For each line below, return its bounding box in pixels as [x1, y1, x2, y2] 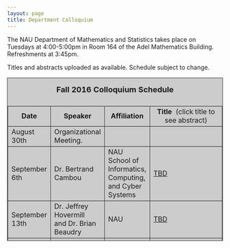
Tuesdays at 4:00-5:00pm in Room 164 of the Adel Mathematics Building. [7, 42, 214, 51]
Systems [107, 190, 136, 199]
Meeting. [53, 135, 83, 145]
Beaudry [53, 227, 82, 236]
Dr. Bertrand [53, 164, 94, 173]
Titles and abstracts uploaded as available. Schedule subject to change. [7, 63, 210, 71]
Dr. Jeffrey [53, 201, 89, 211]
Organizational [53, 127, 101, 136]
